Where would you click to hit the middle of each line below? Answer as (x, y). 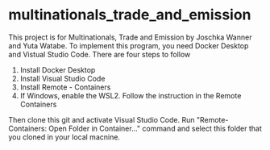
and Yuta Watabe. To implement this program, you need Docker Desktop (129, 45)
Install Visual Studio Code (62, 78)
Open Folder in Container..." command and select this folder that (155, 128)
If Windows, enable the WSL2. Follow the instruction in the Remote (131, 95)
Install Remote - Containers (65, 87)
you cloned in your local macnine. (64, 137)
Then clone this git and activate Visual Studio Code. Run (102, 119)
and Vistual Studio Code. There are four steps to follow (100, 54)
